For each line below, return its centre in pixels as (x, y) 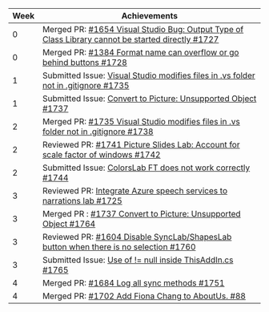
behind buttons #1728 (85, 62)
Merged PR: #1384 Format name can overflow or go (141, 53)
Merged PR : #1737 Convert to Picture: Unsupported (142, 214)
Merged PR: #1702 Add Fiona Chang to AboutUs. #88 (145, 296)
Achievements (150, 16)
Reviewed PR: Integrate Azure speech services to (135, 190)
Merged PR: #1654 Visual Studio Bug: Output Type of (143, 29)
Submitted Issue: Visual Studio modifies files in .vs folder (149, 75)
